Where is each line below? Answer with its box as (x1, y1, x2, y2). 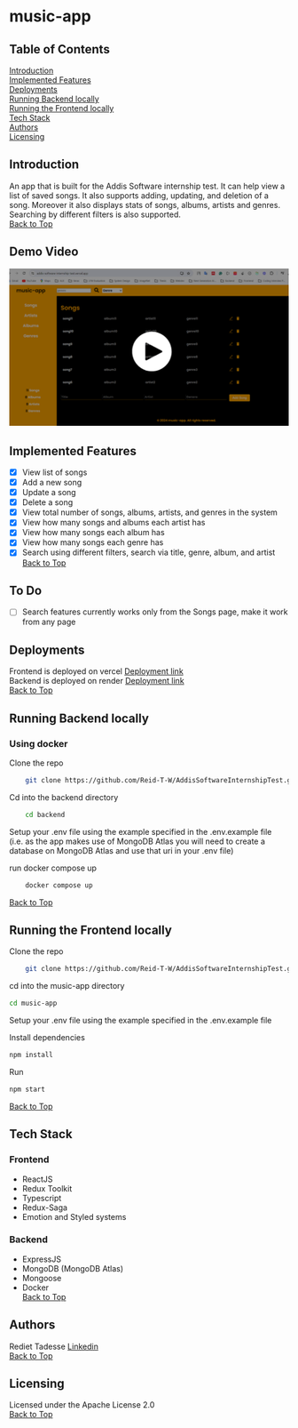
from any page (21, 616, 76, 628)
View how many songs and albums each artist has (21, 517, 206, 528)
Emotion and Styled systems (21, 1211, 127, 1222)
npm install (9, 1051, 53, 1060)
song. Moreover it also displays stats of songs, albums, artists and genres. (9, 199, 281, 210)
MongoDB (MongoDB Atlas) (21, 1263, 124, 1273)
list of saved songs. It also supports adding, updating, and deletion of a (9, 189, 269, 201)
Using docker (9, 737, 68, 750)
